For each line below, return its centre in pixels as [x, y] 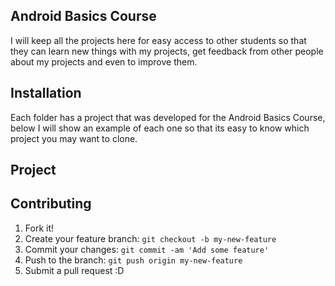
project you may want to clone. [74, 138]
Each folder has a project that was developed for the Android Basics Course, [168, 117]
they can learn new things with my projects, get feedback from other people [167, 51]
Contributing [51, 204]
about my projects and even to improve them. [104, 61]
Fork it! [39, 228]
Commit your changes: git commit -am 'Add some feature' [147, 249]
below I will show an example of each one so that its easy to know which [160, 128]
